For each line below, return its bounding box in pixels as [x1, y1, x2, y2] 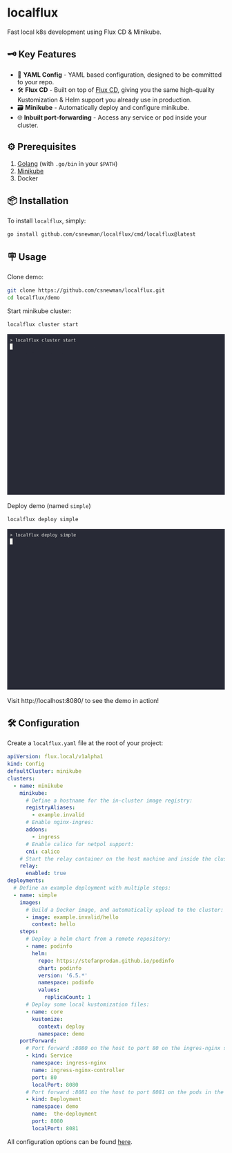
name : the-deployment [32, 1111, 97, 1118]
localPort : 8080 [32, 1081, 79, 1088]
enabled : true [25, 870, 67, 877]
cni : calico [25, 848, 60, 855]
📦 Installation [7, 195, 69, 207]
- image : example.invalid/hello [25, 914, 119, 921]
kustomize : [32, 1015, 64, 1022]
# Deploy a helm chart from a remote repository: [25, 935, 171, 943]
